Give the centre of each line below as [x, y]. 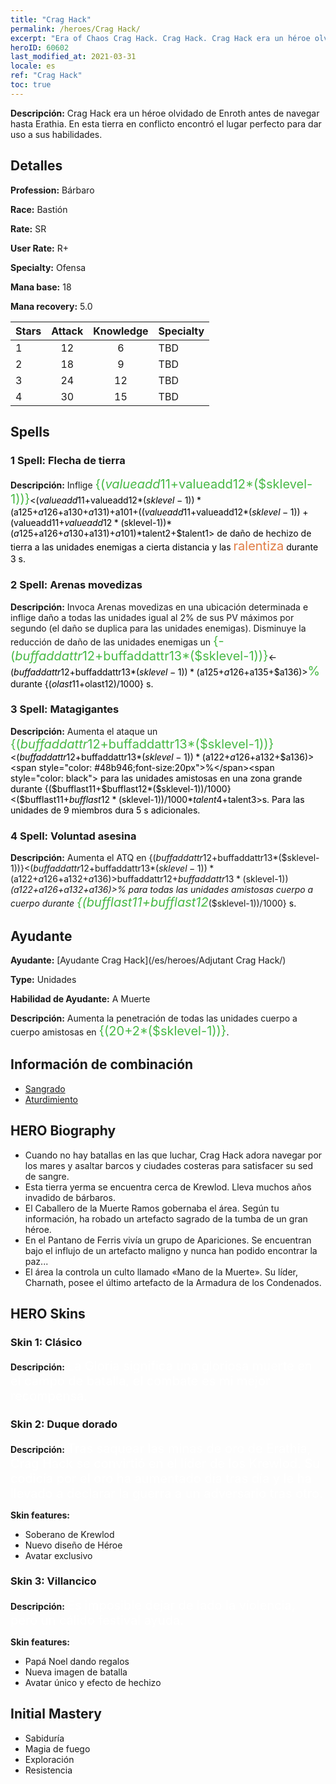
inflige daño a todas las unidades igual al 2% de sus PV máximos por [152, 617]
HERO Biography [63, 1131]
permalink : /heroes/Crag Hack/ [75, 29]
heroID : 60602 [40, 47]
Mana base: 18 [41, 287]
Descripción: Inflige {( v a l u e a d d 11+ [95, 484]
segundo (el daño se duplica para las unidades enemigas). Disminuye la [158, 628]
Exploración [49, 1759]
